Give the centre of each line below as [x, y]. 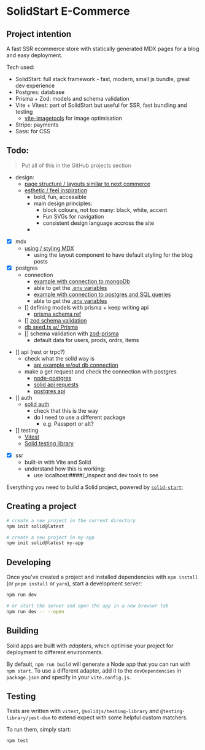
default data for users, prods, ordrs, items [86, 340]
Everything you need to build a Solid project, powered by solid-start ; [95, 487]
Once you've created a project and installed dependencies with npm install [102, 577]
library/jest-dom [29, 718]
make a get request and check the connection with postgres [100, 371]
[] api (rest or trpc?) [40, 352]
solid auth [37, 404]
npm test [17, 741]
